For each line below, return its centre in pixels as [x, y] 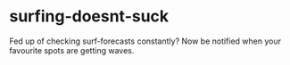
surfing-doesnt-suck [89, 16]
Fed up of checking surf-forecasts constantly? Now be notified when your [145, 41]
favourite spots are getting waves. [72, 50]
